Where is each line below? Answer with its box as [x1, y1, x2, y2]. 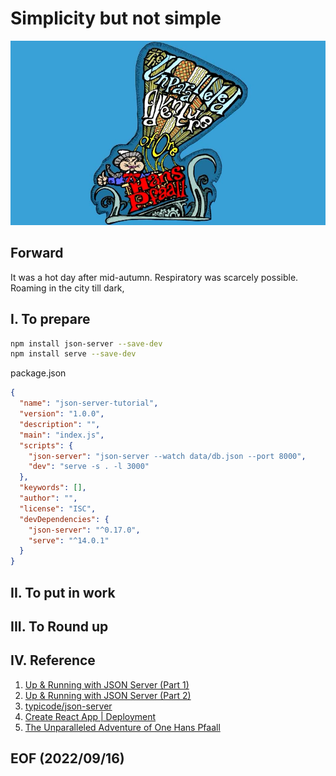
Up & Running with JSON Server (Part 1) [24, 678, 190, 691]
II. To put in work [10, 584, 116, 601]
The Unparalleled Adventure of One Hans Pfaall [24, 721, 221, 733]
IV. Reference [10, 652, 96, 669]
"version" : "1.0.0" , [19, 409, 105, 419]
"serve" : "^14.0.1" [28, 535, 110, 546]
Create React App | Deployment [24, 710, 157, 722]
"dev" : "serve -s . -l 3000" [28, 462, 150, 472]
